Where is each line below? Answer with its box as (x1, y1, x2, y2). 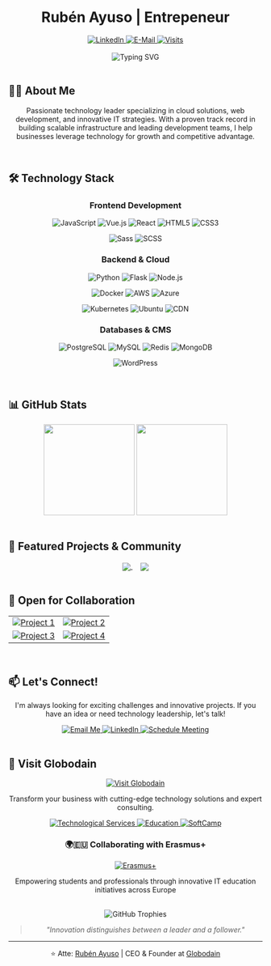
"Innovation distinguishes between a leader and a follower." (46, 925, 245, 934)
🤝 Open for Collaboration (8, 594, 135, 608)
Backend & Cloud (101, 254, 170, 265)
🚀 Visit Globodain (8, 756, 97, 770)
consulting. (116, 803, 155, 812)
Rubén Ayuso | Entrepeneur (41, 8, 230, 27)
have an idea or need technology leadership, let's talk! (45, 709, 226, 719)
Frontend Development (90, 200, 181, 211)
